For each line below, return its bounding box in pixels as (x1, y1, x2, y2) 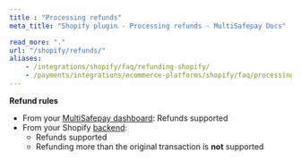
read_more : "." (9, 38, 66, 47)
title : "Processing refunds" (9, 13, 123, 22)
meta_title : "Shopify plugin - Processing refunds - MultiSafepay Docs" (9, 21, 287, 30)
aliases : (9, 55, 42, 64)
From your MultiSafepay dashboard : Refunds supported (21, 113, 228, 123)
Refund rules (9, 95, 58, 106)
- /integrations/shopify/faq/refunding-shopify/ (25, 63, 211, 72)
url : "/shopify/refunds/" (9, 46, 106, 55)
